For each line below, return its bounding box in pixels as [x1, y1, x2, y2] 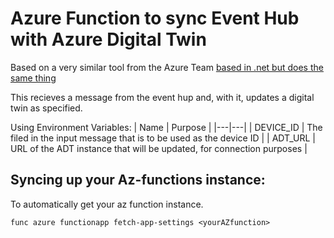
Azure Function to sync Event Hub [10, 7, 300, 30]
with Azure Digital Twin [10, 28, 207, 51]
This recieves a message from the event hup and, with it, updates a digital [10, 91, 315, 103]
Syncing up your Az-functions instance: [10, 172, 266, 189]
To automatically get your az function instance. [10, 198, 204, 210]
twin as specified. [10, 102, 83, 114]
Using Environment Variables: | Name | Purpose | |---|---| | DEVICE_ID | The [10, 121, 323, 133]
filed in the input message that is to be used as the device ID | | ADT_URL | [10, 132, 317, 144]
